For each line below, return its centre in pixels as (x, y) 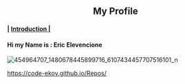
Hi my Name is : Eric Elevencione (55, 45)
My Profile (116, 11)
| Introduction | (29, 29)
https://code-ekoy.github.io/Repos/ (57, 73)
